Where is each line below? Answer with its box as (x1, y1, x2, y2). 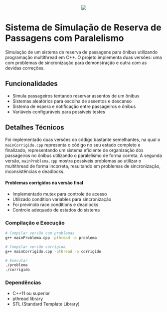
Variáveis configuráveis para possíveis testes (12, 108, 106, 114)
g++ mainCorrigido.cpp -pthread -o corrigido (5, 249, 101, 254)
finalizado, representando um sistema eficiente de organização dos (5, 147, 144, 153)
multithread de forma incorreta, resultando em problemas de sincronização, (5, 163, 161, 169)
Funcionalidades (5, 79, 58, 88)
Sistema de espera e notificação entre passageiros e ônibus (12, 103, 136, 109)
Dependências (5, 279, 41, 286)
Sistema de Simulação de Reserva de (5, 22, 162, 33)
